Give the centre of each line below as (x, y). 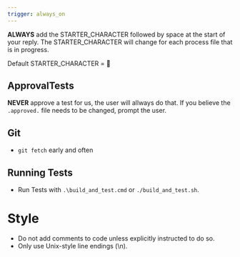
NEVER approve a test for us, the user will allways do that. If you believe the (119, 103)
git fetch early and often (55, 150)
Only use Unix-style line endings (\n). (72, 246)
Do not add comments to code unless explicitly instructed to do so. (116, 238)
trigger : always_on (36, 14)
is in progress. (28, 49)
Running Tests (40, 172)
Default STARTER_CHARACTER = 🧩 (59, 63)
